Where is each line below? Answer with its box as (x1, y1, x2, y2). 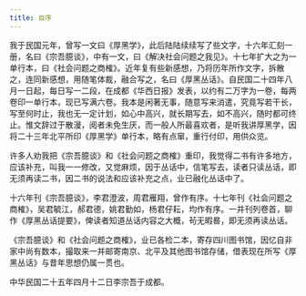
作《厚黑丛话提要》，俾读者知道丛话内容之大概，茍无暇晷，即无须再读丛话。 (9, 215, 293, 226)
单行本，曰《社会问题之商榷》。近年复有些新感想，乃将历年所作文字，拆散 (9, 62, 285, 73)
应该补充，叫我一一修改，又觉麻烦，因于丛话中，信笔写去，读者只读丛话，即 (9, 161, 297, 172)
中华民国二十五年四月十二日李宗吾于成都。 (9, 276, 169, 287)
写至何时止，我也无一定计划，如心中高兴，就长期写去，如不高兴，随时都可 (9, 107, 289, 118)
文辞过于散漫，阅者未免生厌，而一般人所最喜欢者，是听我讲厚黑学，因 (33, 119, 297, 130)
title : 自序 (9, 13, 52, 23)
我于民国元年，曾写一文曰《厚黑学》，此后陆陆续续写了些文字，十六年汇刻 (9, 39, 285, 50)
